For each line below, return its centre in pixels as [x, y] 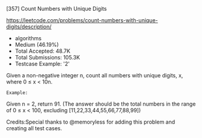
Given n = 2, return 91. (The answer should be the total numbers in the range [101, 104]
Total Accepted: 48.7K [43, 51]
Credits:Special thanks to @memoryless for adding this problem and [91, 122]
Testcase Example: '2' [42, 64]
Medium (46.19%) [37, 45]
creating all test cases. [34, 128]
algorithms [28, 38]
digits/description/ [29, 27]
